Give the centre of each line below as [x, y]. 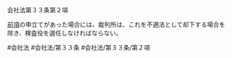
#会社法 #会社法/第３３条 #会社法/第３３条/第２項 [79, 47]
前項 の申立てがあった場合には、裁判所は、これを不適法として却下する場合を [116, 25]
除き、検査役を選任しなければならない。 [65, 33]
